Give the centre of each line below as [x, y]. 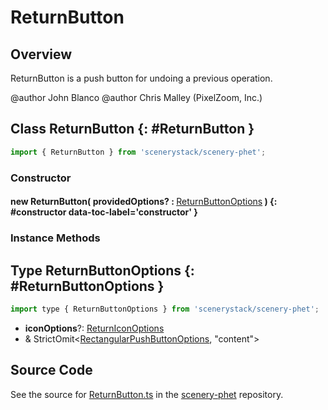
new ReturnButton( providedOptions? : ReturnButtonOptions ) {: [144, 202]
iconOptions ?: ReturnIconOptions [94, 328]
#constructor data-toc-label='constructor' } [104, 212]
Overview [41, 54]
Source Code [51, 370]
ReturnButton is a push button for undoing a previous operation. [141, 78]
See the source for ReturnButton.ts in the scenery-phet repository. [147, 394]
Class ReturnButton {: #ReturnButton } [132, 129]
